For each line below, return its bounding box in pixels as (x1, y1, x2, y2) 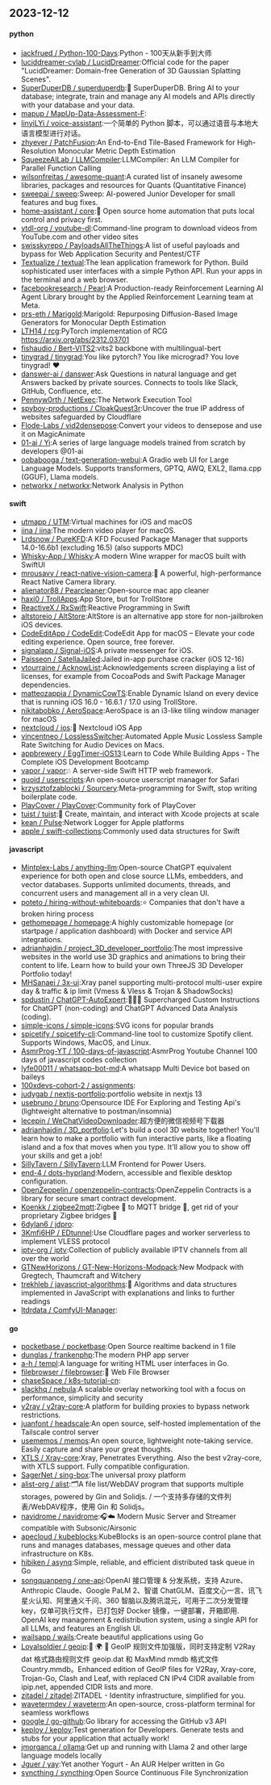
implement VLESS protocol (20, 1237, 110, 1246)
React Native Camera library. (20, 576, 117, 586)
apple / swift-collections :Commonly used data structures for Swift (20, 826, 240, 836)
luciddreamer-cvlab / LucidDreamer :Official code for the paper (20, 57, 229, 67)
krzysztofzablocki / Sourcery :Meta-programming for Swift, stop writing (20, 783, 257, 793)
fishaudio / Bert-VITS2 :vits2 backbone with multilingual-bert (20, 343, 221, 353)
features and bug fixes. (20, 197, 98, 207)
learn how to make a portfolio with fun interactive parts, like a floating (20, 1133, 252, 1143)
